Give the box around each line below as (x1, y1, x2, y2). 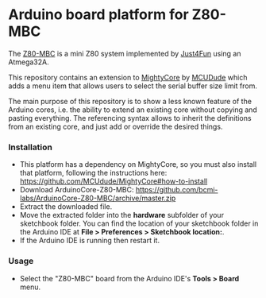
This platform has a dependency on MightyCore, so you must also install (19, 160, 257, 169)
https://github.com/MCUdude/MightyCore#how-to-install (19, 176, 208, 186)
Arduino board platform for (8, 6, 189, 24)
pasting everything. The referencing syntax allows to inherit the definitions (8, 113, 252, 122)
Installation (8, 141, 53, 153)
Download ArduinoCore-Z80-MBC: (19, 185, 134, 195)
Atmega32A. (8, 57, 49, 67)
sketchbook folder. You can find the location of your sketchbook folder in (19, 219, 259, 228)
